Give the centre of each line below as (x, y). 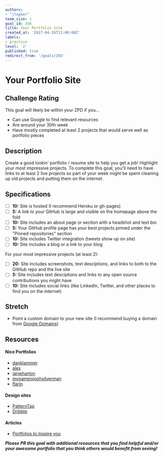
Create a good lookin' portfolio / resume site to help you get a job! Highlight (82, 163)
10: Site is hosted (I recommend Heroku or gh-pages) (66, 206)
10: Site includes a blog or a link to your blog (57, 245)
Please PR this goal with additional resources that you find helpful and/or (82, 443)
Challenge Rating (32, 98)
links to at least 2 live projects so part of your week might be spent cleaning (82, 173)
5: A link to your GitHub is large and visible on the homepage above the (84, 212)
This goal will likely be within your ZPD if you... (52, 110)
